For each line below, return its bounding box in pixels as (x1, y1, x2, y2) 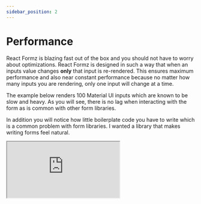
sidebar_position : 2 (6, 8, 58, 15)
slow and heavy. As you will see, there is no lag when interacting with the (6, 98, 187, 105)
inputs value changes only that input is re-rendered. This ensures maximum (6, 67, 194, 74)
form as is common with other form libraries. (6, 104, 116, 112)
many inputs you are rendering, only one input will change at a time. (6, 80, 174, 87)
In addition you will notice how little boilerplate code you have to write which (6, 116, 195, 123)
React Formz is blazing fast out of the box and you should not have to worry (6, 55, 194, 62)
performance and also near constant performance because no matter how (6, 73, 190, 81)
